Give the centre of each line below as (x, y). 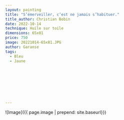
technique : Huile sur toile (34, 28)
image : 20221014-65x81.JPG (33, 42)
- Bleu (16, 56)
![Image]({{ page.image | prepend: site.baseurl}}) (56, 112)
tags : (11, 51)
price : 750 (16, 38)
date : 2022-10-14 (23, 24)
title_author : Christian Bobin (38, 19)
